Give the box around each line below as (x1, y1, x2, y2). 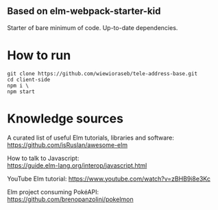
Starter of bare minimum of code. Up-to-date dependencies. (7, 23, 178, 31)
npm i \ (7, 82, 29, 89)
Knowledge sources (7, 111, 123, 126)
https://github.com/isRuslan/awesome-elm (7, 140, 128, 149)
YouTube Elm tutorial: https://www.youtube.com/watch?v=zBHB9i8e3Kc (7, 174, 211, 183)
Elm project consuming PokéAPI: (7, 187, 99, 196)
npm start (7, 88, 36, 95)
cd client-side (7, 76, 51, 83)
